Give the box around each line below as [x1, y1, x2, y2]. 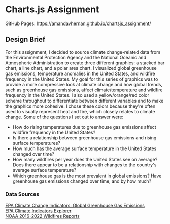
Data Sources [5, 190, 40, 197]
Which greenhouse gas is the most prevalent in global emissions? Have [12, 172, 162, 179]
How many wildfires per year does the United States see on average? [12, 156, 158, 162]
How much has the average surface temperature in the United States [12, 145, 157, 152]
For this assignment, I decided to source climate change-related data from [5, 48, 161, 55]
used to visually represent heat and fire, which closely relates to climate [5, 108, 155, 114]
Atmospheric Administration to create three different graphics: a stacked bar [5, 60, 165, 66]
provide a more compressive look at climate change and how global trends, [5, 81, 163, 87]
